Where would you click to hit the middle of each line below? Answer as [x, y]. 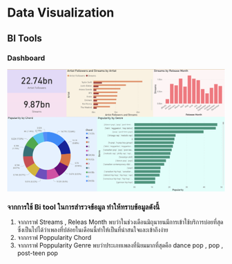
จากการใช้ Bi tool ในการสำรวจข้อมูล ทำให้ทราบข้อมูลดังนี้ [84, 207]
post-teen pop [38, 253]
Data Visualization [61, 13]
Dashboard [26, 58]
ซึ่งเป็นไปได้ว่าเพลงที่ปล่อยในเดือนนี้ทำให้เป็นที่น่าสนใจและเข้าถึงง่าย [93, 230]
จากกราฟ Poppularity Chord [54, 238]
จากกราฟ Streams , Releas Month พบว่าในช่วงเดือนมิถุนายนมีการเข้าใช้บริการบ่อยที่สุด [120, 222]
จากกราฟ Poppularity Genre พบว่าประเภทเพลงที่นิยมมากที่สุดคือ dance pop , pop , [120, 245]
